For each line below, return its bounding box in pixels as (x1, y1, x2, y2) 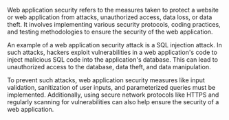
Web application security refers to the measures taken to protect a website (7, 6, 219, 14)
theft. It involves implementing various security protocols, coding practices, (7, 21, 221, 28)
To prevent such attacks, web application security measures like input (7, 76, 205, 84)
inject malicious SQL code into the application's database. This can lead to (7, 56, 219, 64)
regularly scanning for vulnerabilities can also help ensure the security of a (7, 98, 219, 106)
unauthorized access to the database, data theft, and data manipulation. (7, 63, 211, 71)
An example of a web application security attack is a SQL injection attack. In (7, 41, 222, 49)
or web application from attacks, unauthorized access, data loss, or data (7, 13, 212, 21)
